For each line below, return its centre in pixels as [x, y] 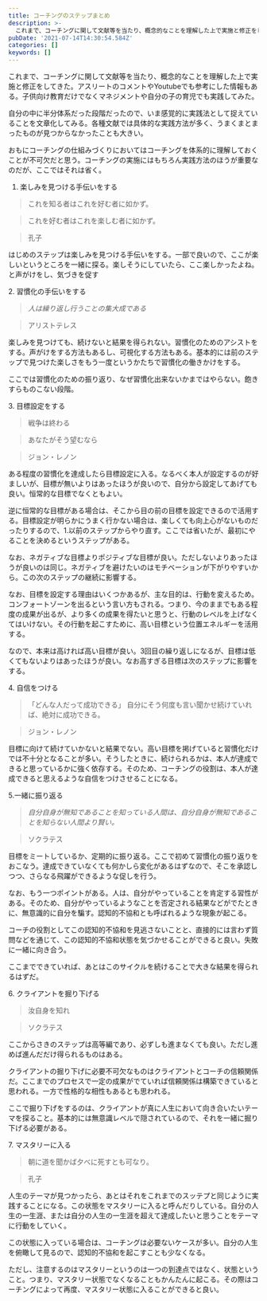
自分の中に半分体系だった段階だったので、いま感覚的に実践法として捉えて [130, 113]
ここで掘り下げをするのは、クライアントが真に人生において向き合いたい [126, 1108]
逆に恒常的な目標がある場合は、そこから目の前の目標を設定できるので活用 [130, 510]
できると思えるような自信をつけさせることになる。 [99, 778]
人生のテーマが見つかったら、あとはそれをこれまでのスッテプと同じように [130, 1195]
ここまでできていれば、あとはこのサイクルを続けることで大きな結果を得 [126, 966]
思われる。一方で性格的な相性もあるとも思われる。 [91, 1091]
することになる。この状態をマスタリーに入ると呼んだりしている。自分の [133, 1205]
